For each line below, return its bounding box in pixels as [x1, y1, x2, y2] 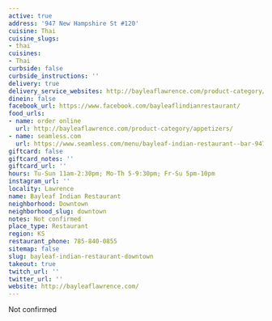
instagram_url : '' [8, 177, 70, 186]
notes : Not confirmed [8, 215, 82, 223]
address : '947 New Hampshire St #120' [8, 19, 139, 27]
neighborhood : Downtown [8, 200, 89, 208]
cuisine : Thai [8, 27, 57, 35]
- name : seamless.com [8, 132, 82, 140]
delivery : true [8, 79, 60, 87]
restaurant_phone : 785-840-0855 [8, 238, 117, 246]
